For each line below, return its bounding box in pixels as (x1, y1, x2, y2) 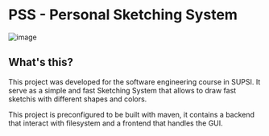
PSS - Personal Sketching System (8, 6, 238, 24)
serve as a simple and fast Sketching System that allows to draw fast (8, 85, 237, 95)
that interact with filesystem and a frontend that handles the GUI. (8, 118, 223, 128)
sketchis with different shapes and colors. (8, 94, 147, 104)
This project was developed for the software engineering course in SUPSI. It (8, 76, 261, 86)
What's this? (8, 56, 74, 69)
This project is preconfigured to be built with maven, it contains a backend (8, 109, 255, 119)
